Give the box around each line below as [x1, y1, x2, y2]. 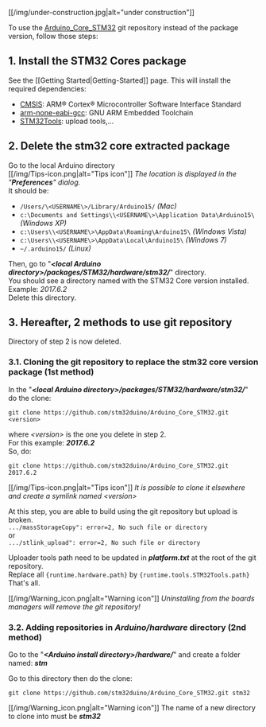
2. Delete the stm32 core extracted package [8, 139, 230, 153]
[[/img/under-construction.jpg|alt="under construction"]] [8, 8, 195, 17]
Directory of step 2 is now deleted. [8, 336, 121, 346]
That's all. [8, 577, 40, 588]
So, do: [8, 446, 32, 456]
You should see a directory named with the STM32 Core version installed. [8, 275, 249, 286]
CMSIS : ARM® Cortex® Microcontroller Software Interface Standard [19, 99, 241, 109]
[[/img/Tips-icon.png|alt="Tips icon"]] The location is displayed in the [8, 169, 237, 178]
